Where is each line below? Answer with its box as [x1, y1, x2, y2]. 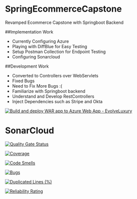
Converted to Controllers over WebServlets [12, 72, 99, 78]
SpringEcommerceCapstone [5, 3, 122, 15]
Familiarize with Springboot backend [12, 88, 86, 94]
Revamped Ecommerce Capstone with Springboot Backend [5, 19, 124, 25]
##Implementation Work [5, 29, 53, 35]
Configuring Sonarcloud [12, 54, 60, 59]
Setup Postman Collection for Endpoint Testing [12, 49, 106, 54]
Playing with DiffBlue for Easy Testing [12, 43, 87, 49]
